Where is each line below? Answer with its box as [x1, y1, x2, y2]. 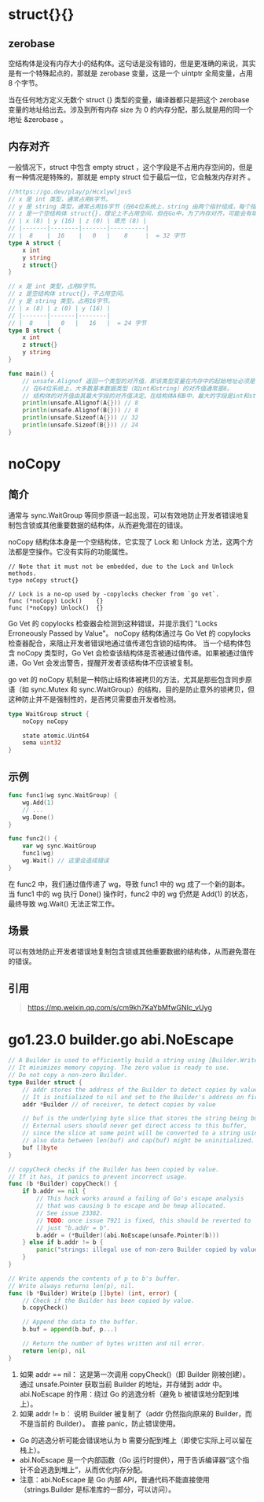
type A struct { [8, 238, 61, 247]
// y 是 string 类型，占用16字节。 [8, 297, 114, 305]
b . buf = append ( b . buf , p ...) [22, 1326, 118, 1334]
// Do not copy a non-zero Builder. [8, 1072, 128, 1079]
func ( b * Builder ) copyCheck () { [8, 1180, 118, 1188]
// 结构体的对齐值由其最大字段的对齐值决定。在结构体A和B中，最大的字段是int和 [22, 392, 250, 400]
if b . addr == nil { [22, 1187, 86, 1195]
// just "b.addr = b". [36, 1223, 111, 1232]
